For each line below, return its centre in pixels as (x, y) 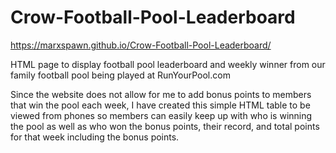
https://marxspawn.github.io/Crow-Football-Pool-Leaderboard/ (141, 45)
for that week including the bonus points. (95, 137)
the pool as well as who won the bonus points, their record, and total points (165, 126)
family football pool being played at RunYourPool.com (120, 75)
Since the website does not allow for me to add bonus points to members (161, 94)
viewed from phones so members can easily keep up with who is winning (161, 115)
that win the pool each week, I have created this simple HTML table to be (160, 105)
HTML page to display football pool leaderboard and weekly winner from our (168, 64)
